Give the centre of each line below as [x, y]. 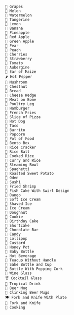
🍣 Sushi [13, 182]
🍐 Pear [12, 46]
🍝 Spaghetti [17, 169]
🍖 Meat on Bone [21, 100]
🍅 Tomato [14, 63]
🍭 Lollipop [16, 239]
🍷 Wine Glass [18, 273]
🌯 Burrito [15, 130]
